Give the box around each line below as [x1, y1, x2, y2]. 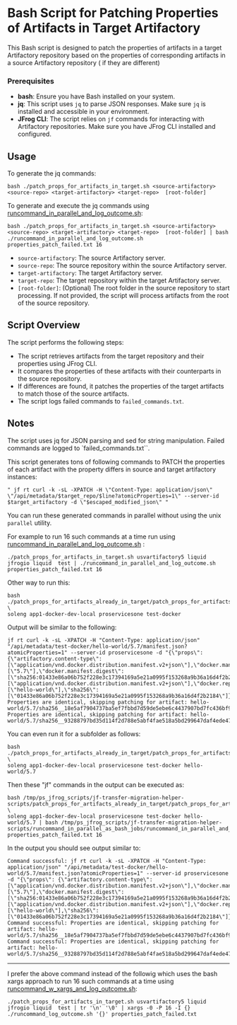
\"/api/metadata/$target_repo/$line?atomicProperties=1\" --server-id [7, 492, 219, 500]
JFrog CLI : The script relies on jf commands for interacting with [17, 115, 205, 123]
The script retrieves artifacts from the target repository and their [17, 352, 205, 360]
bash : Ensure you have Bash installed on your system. [17, 92, 176, 101]
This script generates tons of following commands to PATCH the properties [7, 457, 226, 466]
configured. [17, 130, 51, 139]
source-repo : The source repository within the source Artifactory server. [17, 261, 227, 270]
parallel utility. [7, 518, 52, 527]
